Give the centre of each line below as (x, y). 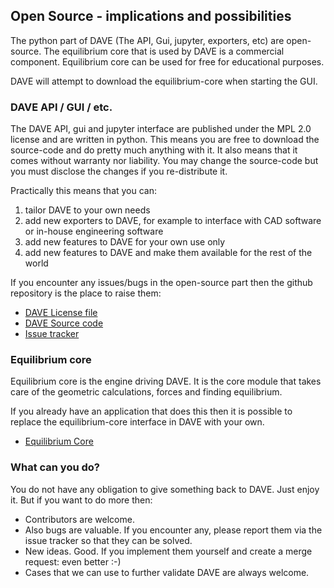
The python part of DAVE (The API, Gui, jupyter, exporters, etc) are (147, 40)
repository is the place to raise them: (86, 293)
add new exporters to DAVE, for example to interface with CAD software (173, 221)
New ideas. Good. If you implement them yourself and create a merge (168, 551)
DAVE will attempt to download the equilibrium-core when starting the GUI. (164, 81)
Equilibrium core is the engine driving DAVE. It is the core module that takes (166, 381)
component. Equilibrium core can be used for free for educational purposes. (167, 61)
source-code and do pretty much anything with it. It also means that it (154, 150)
